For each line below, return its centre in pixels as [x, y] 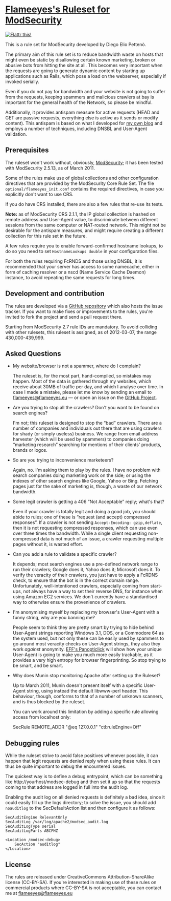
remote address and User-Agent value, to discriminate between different [82, 219]
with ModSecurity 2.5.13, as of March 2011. [50, 168]
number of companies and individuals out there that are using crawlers [87, 428]
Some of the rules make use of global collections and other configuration [82, 178]
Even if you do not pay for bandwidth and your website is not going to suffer [86, 91]
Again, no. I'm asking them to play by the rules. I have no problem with [87, 470]
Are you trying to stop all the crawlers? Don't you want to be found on [86, 408]
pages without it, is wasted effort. [48, 544]
